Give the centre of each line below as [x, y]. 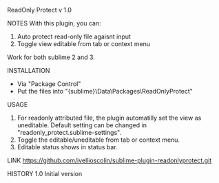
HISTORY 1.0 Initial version [45, 174]
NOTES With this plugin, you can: [54, 23]
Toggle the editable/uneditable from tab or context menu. [98, 140]
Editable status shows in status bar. [67, 147]
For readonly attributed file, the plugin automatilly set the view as [109, 118]
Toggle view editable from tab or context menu [83, 44]
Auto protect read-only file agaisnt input [74, 36]
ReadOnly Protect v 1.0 [40, 10]
